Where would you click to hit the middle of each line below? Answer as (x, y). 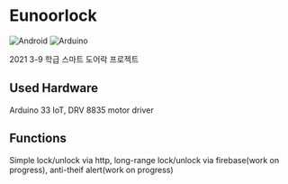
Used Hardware (54, 88)
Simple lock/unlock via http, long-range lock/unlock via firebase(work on (144, 160)
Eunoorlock (53, 16)
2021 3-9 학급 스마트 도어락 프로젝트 (74, 59)
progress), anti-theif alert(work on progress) (91, 170)
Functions (38, 138)
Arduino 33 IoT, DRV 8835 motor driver (82, 110)
